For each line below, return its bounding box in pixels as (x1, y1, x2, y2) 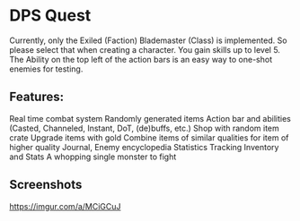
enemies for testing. (9, 64, 84, 74)
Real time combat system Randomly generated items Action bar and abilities (9, 113, 292, 123)
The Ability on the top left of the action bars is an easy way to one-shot (9, 54, 272, 64)
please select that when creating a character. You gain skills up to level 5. (9, 44, 281, 55)
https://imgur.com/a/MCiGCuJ (9, 200, 121, 211)
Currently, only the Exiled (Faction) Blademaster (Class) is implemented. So (9, 35, 287, 46)
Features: (9, 89, 65, 105)
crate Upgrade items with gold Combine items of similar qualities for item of (9, 132, 289, 143)
